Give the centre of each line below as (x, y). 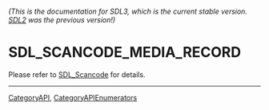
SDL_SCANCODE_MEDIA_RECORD (125, 52)
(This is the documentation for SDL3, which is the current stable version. (128, 11)
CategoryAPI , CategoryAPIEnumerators (73, 97)
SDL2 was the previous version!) (62, 19)
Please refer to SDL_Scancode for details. (77, 74)
